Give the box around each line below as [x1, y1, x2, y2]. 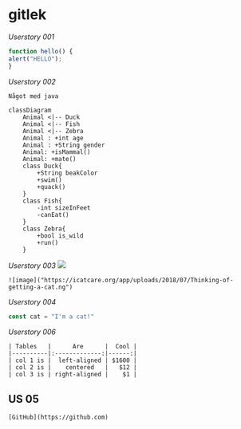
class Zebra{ [22, 225, 66, 233]
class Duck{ [22, 162, 62, 171]
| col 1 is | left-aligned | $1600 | [8, 356, 137, 364]
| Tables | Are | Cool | [8, 343, 137, 351]
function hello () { [8, 47, 73, 55]
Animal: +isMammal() [22, 148, 91, 156]
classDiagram [8, 106, 52, 115]
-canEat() [37, 211, 69, 219]
